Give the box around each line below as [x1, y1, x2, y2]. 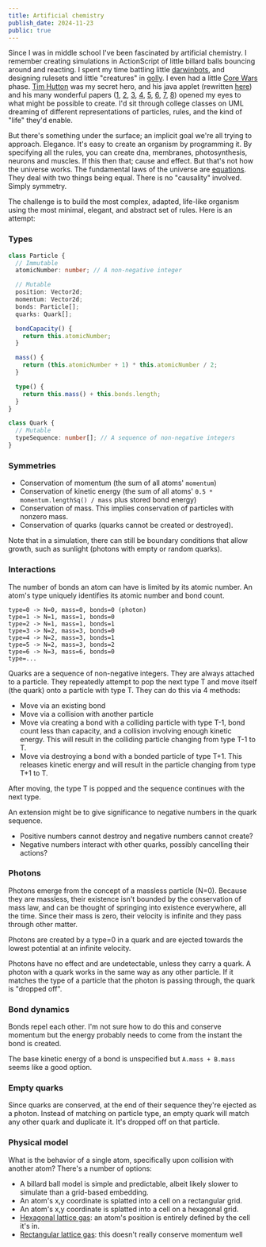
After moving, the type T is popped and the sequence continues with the [8, 783, 245, 793]
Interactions [8, 564, 56, 575]
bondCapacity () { [15, 325, 73, 333]
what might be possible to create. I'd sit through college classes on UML [8, 98, 244, 108]
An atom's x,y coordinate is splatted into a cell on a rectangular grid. [19, 1195, 243, 1205]
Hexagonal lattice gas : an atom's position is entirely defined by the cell [19, 1212, 251, 1222]
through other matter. [8, 919, 78, 929]
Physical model [8, 1137, 69, 1148]
